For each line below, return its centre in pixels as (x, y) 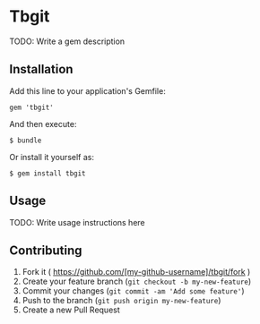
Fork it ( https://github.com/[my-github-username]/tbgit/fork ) (136, 272)
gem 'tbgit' (31, 107)
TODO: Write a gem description (67, 41)
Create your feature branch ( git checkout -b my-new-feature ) (137, 281)
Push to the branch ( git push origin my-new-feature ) (121, 301)
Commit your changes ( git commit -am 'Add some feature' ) (133, 291)
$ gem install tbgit (48, 173)
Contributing (46, 250)
